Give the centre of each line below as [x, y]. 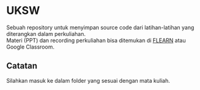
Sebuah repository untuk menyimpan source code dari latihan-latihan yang [100, 27]
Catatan [22, 66]
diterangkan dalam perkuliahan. [46, 33]
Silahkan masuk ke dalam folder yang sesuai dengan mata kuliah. [88, 80]
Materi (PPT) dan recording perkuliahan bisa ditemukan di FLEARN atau [96, 40]
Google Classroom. [30, 47]
